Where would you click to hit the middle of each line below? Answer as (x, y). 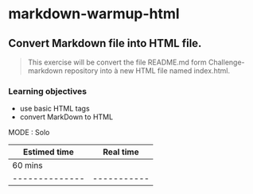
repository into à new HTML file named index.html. (148, 71)
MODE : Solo (29, 133)
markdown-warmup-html (94, 14)
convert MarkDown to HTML (66, 117)
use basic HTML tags (54, 109)
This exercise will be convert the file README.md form (117, 62)
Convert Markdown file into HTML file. (105, 43)
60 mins (27, 165)
